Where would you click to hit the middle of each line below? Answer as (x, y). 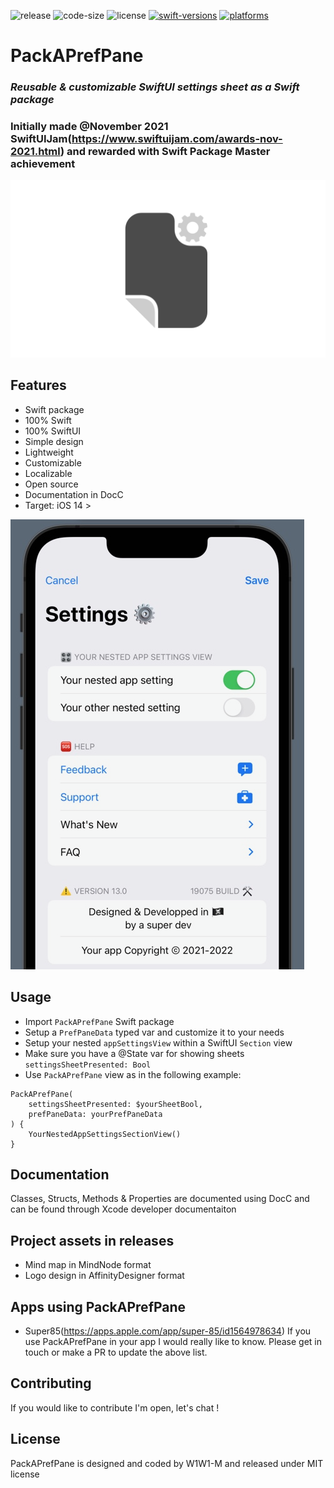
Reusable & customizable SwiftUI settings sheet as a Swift (155, 87)
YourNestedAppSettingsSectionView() (105, 1134)
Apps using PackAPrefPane (98, 1306)
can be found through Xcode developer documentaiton (123, 1209)
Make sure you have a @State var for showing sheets (134, 1053)
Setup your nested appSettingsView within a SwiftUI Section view (158, 1042)
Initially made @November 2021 (89, 127)
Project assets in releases (92, 1240)
